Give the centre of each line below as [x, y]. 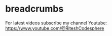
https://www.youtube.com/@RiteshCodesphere [55, 28]
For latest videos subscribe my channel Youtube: [56, 23]
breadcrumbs [34, 9]
